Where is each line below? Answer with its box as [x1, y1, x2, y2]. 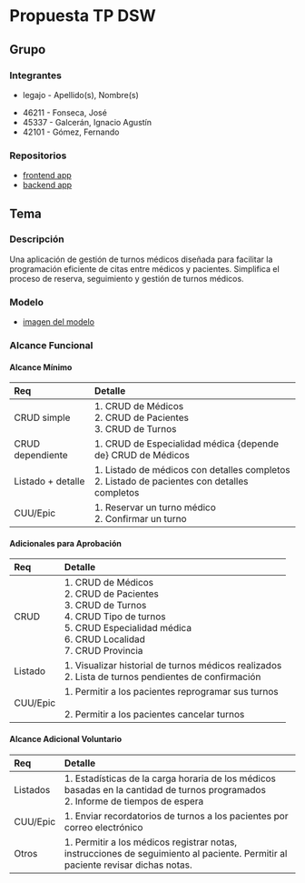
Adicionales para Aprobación [9, 537, 123, 548]
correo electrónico [64, 820, 143, 833]
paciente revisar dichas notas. [64, 858, 192, 871]
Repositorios [9, 149, 67, 162]
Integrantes [9, 69, 62, 82]
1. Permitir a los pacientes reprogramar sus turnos [64, 686, 279, 698]
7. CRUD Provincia [64, 645, 143, 657]
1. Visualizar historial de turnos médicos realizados [64, 659, 282, 672]
